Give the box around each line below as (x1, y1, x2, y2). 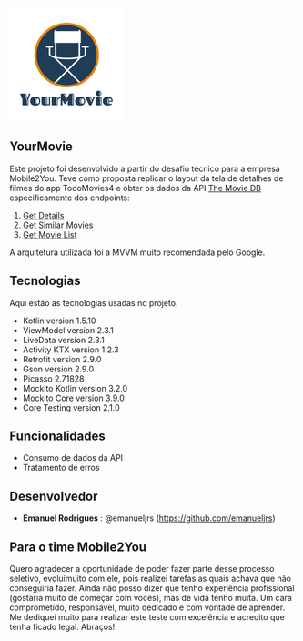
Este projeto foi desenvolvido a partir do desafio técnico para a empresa (9, 163, 280, 174)
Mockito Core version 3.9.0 (22, 392, 125, 403)
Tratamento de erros (22, 463, 100, 473)
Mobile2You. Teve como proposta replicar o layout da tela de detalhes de (9, 172, 284, 184)
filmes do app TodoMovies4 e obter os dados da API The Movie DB (9, 182, 262, 193)
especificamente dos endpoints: (9, 192, 130, 203)
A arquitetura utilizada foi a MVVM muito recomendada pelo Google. (9, 247, 266, 258)
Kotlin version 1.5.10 (22, 315, 96, 326)
